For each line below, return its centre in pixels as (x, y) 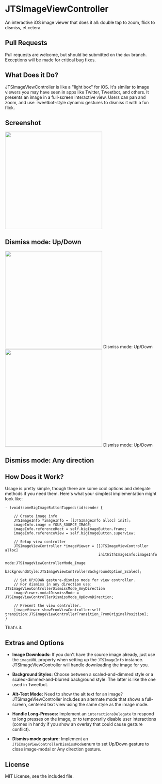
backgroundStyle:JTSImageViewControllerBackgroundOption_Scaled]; (73, 572)
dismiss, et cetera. (24, 27)
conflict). (21, 729)
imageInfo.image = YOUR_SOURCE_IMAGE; (53, 525)
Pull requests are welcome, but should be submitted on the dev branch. (76, 55)
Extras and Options (35, 643)
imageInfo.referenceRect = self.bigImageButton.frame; (70, 529)
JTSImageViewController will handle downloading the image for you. (81, 665)
